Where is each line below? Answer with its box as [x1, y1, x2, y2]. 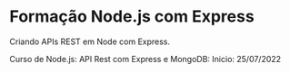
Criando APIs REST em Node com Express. [9, 36, 171, 47]
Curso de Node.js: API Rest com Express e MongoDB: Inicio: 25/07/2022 [9, 53, 282, 64]
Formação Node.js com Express [9, 6, 255, 27]
